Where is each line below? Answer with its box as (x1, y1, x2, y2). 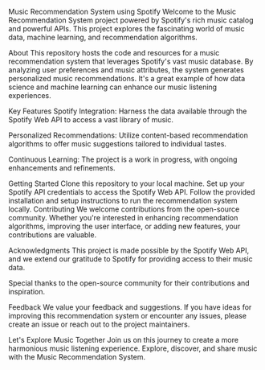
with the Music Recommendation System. (8, 352, 146, 361)
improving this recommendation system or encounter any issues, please (8, 311, 247, 320)
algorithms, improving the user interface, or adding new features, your (8, 221, 241, 231)
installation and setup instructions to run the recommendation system (8, 196, 238, 205)
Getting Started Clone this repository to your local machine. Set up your (8, 179, 245, 188)
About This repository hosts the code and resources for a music (8, 48, 220, 57)
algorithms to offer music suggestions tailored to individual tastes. (8, 139, 227, 148)
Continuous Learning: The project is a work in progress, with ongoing (8, 154, 238, 164)
